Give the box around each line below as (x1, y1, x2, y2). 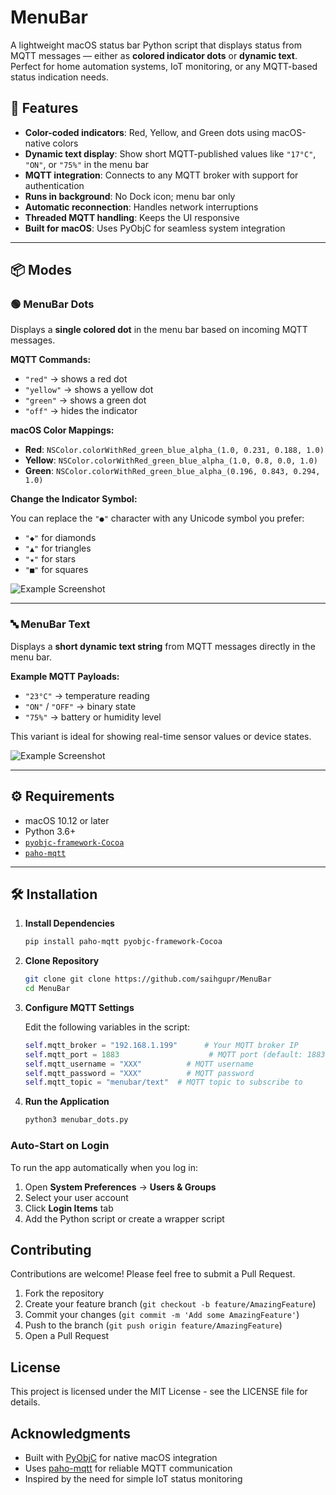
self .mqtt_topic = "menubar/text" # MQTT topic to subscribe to (24, 1077, 303, 1088)
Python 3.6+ (24, 825, 77, 837)
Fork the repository (24, 1287, 105, 1300)
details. (10, 1396, 41, 1408)
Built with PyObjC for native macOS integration (24, 1451, 218, 1463)
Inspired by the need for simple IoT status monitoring (24, 1472, 243, 1485)
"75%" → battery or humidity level (24, 711, 162, 723)
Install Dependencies (24, 917, 115, 930)
